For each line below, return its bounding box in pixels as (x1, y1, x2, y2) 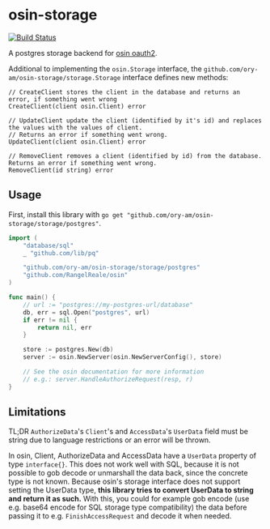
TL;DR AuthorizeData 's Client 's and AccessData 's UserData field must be (8, 427, 249, 437)
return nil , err (37, 323, 92, 331)
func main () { (8, 293, 57, 301)
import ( (8, 233, 38, 242)
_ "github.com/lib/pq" (23, 249, 99, 257)
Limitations (8, 405, 66, 419)
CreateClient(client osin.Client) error (8, 102, 147, 110)
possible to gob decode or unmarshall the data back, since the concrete (8, 468, 248, 478)
